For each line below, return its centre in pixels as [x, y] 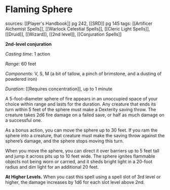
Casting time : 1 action [28, 54]
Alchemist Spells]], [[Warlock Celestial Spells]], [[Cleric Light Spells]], [78, 28]
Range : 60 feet [21, 64]
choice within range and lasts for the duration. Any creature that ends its [81, 104]
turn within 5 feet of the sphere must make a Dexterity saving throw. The [81, 109]
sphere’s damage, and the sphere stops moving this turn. [65, 141]
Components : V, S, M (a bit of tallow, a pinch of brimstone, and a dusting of [83, 73]
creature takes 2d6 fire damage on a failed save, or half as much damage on [85, 115]
